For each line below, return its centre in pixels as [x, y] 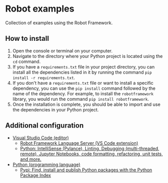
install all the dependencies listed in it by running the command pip [82, 72]
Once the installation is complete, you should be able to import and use [86, 104]
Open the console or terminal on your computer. [62, 50]
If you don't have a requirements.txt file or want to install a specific [83, 83]
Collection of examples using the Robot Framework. [59, 23]
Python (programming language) [46, 164]
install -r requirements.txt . [44, 77]
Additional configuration [45, 126]
